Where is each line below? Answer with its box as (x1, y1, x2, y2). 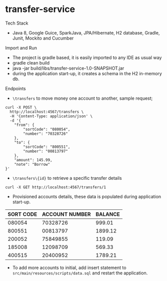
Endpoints (5, 85, 26, 91)
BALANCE (95, 210, 120, 217)
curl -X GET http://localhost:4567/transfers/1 (5, 184, 106, 190)
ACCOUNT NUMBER (41, 210, 91, 217)
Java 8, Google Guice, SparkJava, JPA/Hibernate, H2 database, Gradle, (12, 30, 160, 36)
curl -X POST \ (5, 105, 37, 110)
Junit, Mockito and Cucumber (12, 35, 74, 41)
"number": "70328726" (23, 131, 68, 136)
